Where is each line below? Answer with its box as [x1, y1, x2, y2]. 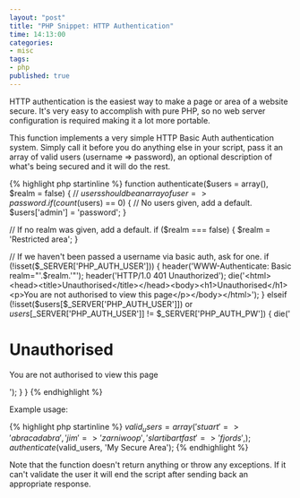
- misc [9, 47, 34, 56]
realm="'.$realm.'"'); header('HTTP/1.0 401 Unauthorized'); [9, 270, 227, 280]
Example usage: [9, 404, 69, 415]
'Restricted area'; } [9, 234, 79, 245]
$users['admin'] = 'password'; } [9, 207, 127, 218]
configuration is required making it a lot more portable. [9, 115, 210, 125]
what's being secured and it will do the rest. [9, 160, 171, 171]
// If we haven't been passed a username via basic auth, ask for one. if [9, 251, 270, 262]
